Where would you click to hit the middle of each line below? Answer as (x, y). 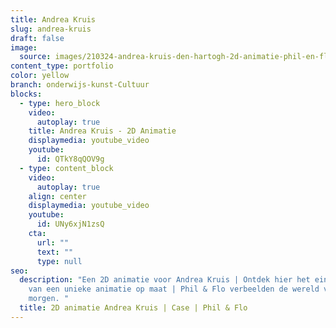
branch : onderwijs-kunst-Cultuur (80, 85)
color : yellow (40, 76)
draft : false (37, 38)
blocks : (26, 94)
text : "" (55, 252)
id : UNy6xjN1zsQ (70, 224)
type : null (59, 261)
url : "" (53, 242)
